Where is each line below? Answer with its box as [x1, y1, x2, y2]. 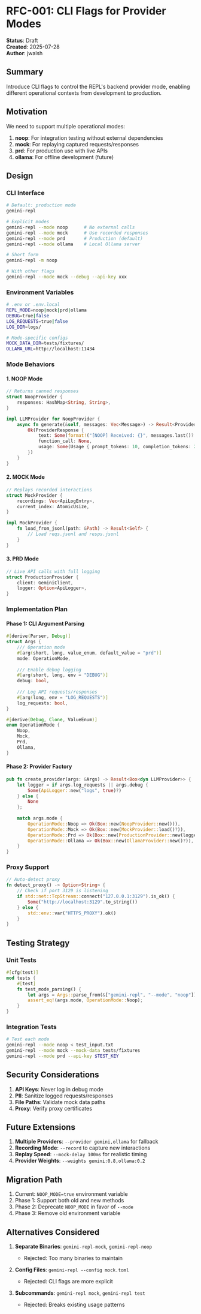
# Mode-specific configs [6, 335, 68, 341]
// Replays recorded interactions [6, 487, 93, 493]
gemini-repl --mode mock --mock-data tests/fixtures [6, 1048, 141, 1054]
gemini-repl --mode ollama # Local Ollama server [6, 241, 141, 247]
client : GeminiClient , [17, 580, 74, 586]
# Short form [6, 252, 39, 258]
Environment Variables [6, 288, 74, 296]
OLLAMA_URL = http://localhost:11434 [6, 346, 95, 352]
